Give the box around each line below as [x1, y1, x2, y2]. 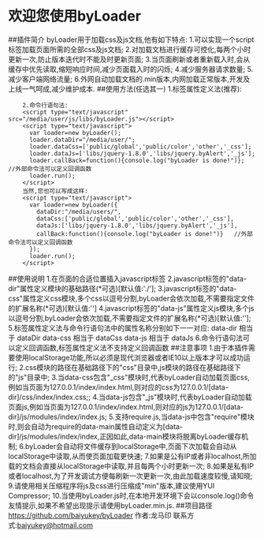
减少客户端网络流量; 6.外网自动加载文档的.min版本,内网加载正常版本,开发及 [8, 74, 251, 84]
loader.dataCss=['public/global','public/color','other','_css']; [28, 143, 252, 151]
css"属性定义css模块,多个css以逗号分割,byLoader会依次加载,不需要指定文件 [8, 293, 255, 303]
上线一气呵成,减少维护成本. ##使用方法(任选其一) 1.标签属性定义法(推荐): [8, 84, 242, 93]
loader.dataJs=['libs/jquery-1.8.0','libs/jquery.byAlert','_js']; [28, 149, 256, 158]
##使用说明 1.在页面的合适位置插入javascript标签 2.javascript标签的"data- [8, 274, 247, 283]
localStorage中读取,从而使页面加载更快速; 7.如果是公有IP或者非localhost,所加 [8, 451, 257, 461]
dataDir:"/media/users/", [36, 207, 122, 215]
